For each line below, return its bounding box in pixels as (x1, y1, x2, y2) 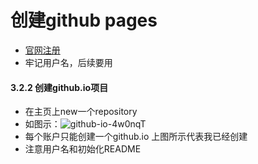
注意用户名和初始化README (24, 143, 142, 155)
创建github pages (10, 9, 158, 32)
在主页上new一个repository (24, 106, 138, 118)
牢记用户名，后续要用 (24, 56, 113, 68)
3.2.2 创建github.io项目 (10, 81, 109, 93)
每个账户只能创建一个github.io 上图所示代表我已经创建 (24, 131, 248, 143)
